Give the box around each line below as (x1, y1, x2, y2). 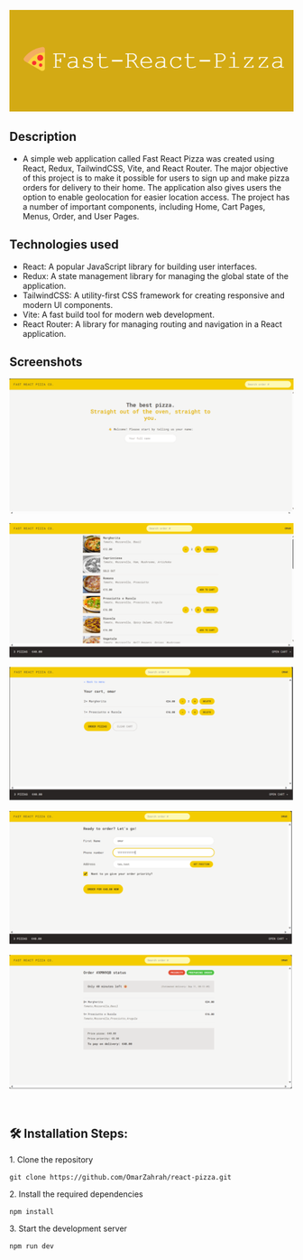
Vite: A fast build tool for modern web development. (22, 309, 215, 320)
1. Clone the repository (9, 1154, 94, 1165)
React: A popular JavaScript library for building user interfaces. (22, 261, 258, 272)
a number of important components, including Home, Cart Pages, (22, 201, 266, 212)
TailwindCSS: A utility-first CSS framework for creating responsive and (22, 290, 285, 301)
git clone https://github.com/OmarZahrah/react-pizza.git (9, 1173, 232, 1182)
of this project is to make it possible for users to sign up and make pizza (22, 173, 290, 183)
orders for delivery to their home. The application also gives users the (22, 182, 282, 192)
